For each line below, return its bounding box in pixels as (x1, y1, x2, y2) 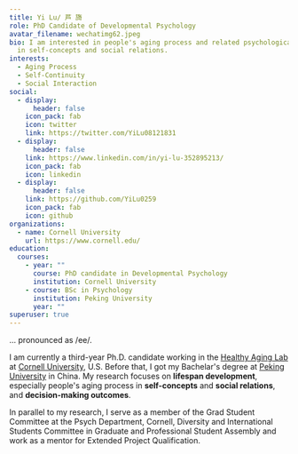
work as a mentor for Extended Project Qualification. (9, 435, 201, 446)
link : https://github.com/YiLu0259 (25, 195, 157, 204)
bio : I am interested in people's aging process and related (9, 37, 240, 47)
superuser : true (9, 310, 69, 320)
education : (9, 244, 50, 253)
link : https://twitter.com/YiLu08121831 (25, 129, 176, 138)
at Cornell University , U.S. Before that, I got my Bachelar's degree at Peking (9, 362, 285, 372)
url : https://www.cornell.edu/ (25, 236, 141, 245)
